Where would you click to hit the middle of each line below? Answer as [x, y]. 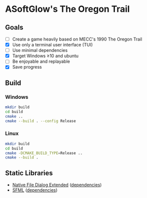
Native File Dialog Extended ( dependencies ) [57, 185]
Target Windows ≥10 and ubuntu [45, 56]
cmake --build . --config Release [41, 121]
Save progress [27, 67]
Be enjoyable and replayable [41, 61]
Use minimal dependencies [40, 50]
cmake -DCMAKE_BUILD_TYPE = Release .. [44, 153]
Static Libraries [29, 173]
